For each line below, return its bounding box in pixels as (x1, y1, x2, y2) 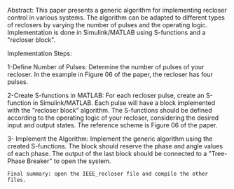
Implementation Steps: (7, 49, 72, 57)
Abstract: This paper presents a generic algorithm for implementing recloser (7, 6, 228, 14)
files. (7, 176, 27, 183)
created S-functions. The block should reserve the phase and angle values (7, 142, 223, 150)
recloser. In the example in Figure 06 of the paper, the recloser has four (7, 70, 214, 78)
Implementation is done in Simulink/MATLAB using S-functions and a (7, 28, 206, 36)
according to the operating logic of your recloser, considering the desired (7, 113, 219, 122)
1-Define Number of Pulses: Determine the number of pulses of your (7, 63, 205, 71)
